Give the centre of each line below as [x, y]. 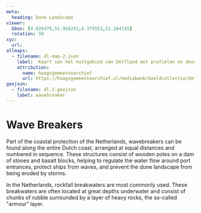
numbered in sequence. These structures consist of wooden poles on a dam [100, 154]
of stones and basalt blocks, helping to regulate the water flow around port [98, 160]
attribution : [33, 67]
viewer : [16, 23]
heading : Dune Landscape [42, 17]
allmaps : [17, 51]
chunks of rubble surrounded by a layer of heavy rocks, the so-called [92, 197]
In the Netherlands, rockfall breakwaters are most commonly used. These [97, 185]
